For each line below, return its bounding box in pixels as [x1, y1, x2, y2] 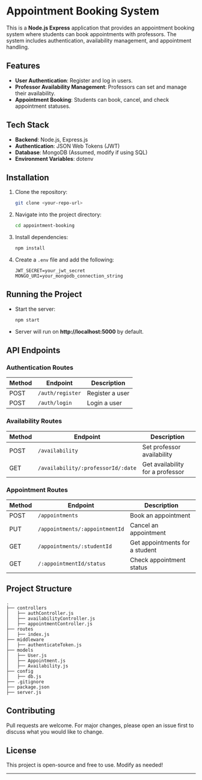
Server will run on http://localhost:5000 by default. [14, 328, 144, 335]
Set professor [142, 443, 181, 451]
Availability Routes [6, 417, 62, 425]
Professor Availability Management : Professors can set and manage [14, 83, 187, 90]
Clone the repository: [14, 189, 68, 196]
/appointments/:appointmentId [38, 525, 124, 532]
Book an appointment [130, 511, 191, 519]
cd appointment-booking [14, 223, 75, 229]
